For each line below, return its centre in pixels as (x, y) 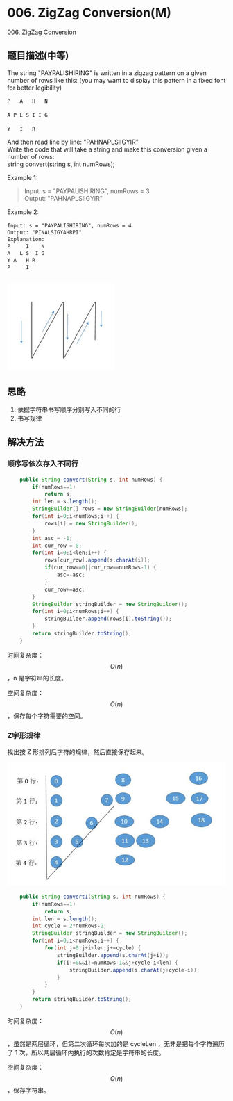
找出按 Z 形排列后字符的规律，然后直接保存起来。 (78, 752)
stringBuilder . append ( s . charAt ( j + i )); (113, 955)
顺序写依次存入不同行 (43, 464)
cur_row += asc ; (64, 589)
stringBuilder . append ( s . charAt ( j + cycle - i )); (134, 970)
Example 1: (23, 177)
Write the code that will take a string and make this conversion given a (107, 149)
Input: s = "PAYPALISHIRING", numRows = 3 (87, 191)
